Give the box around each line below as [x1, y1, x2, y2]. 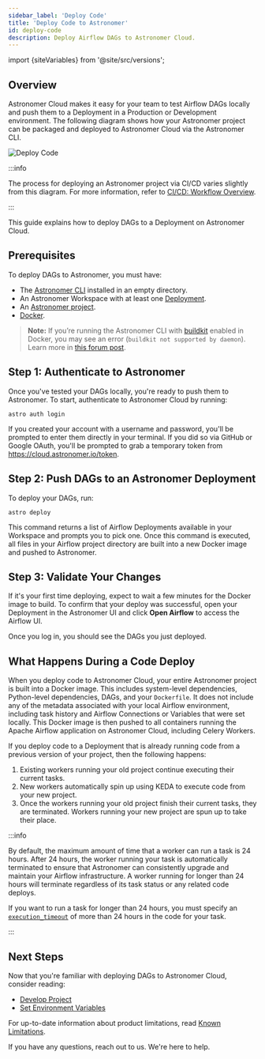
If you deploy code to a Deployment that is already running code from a [8, 741, 241, 751]
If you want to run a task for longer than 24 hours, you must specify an [8, 903, 238, 913]
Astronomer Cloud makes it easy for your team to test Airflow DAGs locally [8, 100, 251, 109]
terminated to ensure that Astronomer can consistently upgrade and [8, 863, 230, 872]
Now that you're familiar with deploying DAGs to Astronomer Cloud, [8, 970, 227, 980]
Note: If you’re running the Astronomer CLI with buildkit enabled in [27, 326, 244, 335]
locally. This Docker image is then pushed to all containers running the [8, 718, 237, 727]
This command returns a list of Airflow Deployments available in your [8, 522, 233, 532]
